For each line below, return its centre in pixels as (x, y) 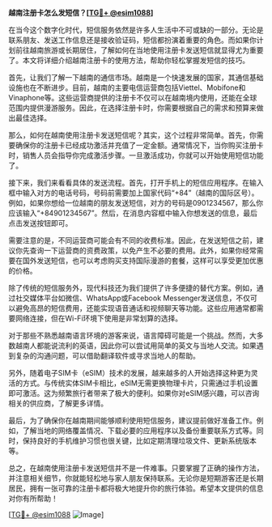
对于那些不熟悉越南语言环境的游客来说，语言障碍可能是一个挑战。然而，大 (132, 336)
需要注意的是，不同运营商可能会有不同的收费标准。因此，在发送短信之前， (132, 240)
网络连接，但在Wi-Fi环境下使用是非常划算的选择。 (99, 318)
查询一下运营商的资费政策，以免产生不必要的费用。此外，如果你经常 (143, 251)
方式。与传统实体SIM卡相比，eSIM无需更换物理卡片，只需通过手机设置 (140, 383)
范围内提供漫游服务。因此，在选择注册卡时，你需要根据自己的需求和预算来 (132, 108)
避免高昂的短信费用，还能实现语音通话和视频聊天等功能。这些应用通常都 (136, 308)
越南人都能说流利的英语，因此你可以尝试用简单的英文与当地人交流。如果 (136, 346)
